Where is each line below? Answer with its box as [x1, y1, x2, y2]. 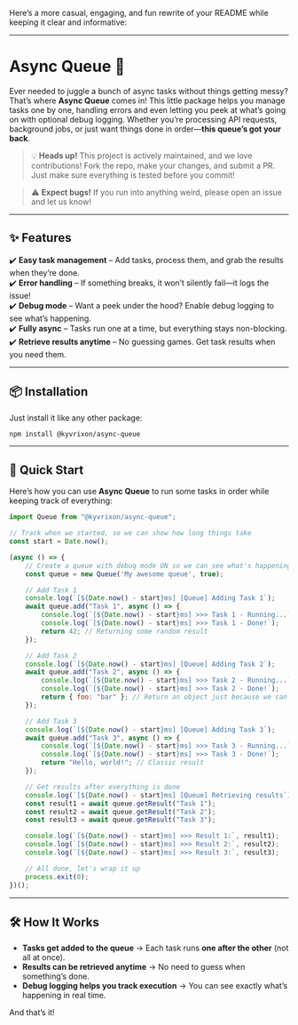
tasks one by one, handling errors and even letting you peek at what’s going [9, 104, 286, 115]
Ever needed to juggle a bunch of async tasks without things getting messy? [9, 85, 288, 96]
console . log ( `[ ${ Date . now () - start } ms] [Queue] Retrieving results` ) [25, 790, 292, 799]
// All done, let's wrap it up [25, 864, 141, 873]
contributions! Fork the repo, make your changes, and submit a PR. [30, 160, 276, 171]
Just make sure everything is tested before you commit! [30, 169, 235, 180]
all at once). [21, 952, 66, 963]
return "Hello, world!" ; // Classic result [41, 758, 204, 767]
